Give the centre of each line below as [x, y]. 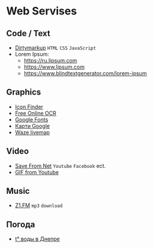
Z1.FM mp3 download [39, 205]
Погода [21, 224]
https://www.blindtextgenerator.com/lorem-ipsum [85, 73]
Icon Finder [29, 107]
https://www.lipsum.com [54, 67]
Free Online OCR [36, 113]
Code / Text [28, 33]
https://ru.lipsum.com [50, 60]
